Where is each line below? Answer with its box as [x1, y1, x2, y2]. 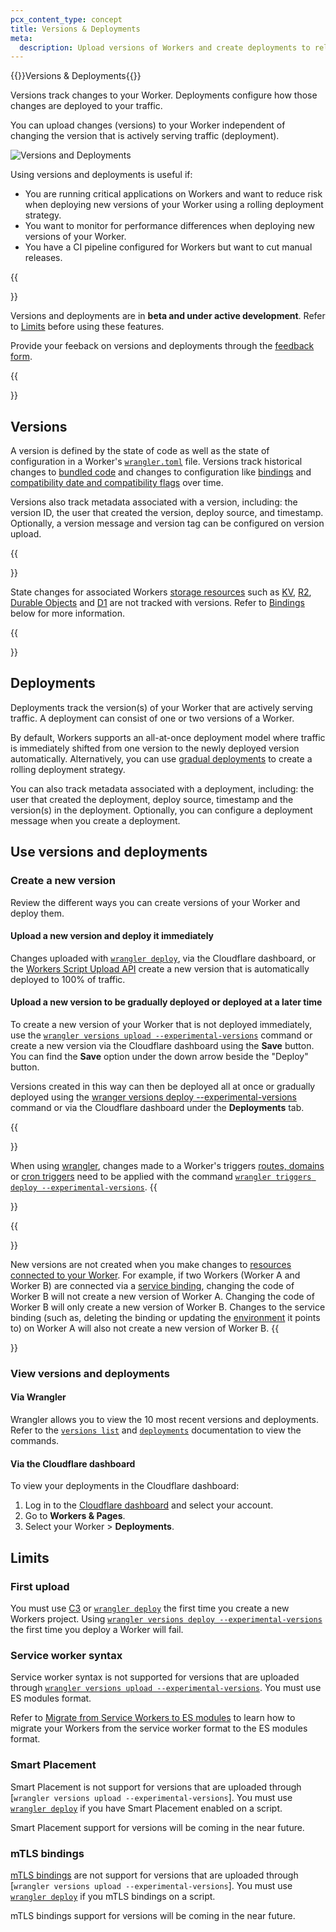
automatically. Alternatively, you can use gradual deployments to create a [10, 752, 313, 765]
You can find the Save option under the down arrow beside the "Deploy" [10, 1050, 309, 1062]
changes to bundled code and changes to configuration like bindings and [10, 466, 312, 478]
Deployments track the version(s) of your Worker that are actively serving [10, 701, 313, 713]
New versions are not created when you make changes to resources [10, 1258, 292, 1270]
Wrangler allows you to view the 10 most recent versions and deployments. [10, 1414, 320, 1426]
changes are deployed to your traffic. [10, 100, 163, 112]
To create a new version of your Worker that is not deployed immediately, [10, 1018, 312, 1030]
